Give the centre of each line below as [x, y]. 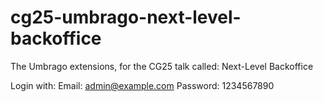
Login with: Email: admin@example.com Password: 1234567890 [142, 85]
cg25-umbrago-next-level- [126, 17]
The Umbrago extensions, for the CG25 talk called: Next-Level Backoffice [162, 66]
